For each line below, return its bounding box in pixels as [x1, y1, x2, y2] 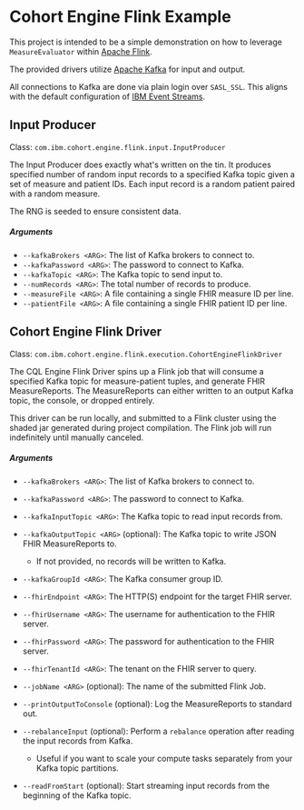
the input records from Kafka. [22, 735, 133, 746]
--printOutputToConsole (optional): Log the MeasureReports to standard [22, 698, 292, 709]
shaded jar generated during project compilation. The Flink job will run [9, 422, 272, 433]
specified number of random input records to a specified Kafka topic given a [9, 168, 295, 179]
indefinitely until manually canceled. [9, 432, 144, 443]
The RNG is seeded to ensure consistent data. [9, 205, 181, 216]
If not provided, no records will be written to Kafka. [35, 555, 227, 566]
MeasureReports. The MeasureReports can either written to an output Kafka [9, 385, 294, 396]
